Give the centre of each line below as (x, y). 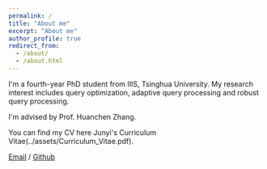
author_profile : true (45, 38)
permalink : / (30, 16)
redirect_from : (34, 46)
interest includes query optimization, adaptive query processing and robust (133, 92)
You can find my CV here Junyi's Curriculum (82, 132)
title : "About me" (39, 23)
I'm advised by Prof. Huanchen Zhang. (72, 116)
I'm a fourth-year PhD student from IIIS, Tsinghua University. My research (131, 84)
